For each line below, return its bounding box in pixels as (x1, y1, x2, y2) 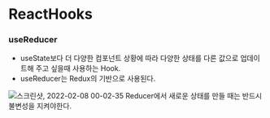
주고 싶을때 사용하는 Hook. (35, 63, 121, 73)
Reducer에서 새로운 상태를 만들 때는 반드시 (125, 91, 263, 101)
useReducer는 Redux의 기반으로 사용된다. (20, 74, 156, 84)
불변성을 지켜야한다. (8, 101, 72, 111)
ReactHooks (8, 5, 94, 24)
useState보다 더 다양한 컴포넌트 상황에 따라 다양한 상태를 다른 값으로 (20, 54, 239, 63)
